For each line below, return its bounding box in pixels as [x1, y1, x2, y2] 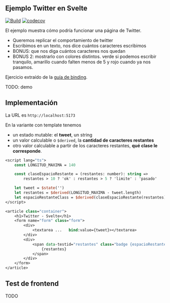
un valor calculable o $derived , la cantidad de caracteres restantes [12, 137, 154, 143]
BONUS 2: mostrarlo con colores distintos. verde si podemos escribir [12, 53, 157, 59]
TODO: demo [5, 84, 33, 90]
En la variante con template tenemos [5, 122, 81, 128]
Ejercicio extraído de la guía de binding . [5, 74, 88, 80]
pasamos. [12, 64, 33, 70]
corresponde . [12, 148, 42, 154]
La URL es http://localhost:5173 [5, 112, 75, 118]
